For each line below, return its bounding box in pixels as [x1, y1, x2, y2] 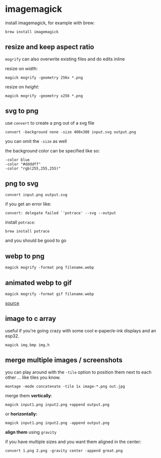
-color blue [5, 157, 30, 162]
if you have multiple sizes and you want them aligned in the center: [5, 439, 142, 445]
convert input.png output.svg [5, 192, 68, 197]
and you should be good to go [5, 237, 67, 243]
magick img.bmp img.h [5, 342, 50, 347]
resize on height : [5, 84, 40, 90]
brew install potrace [5, 229, 50, 234]
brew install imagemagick [5, 29, 58, 34]
